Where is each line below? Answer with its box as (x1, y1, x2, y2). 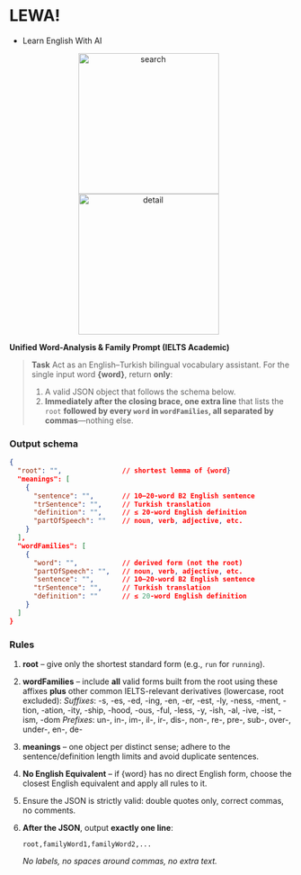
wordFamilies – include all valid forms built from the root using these (22, 676, 279, 687)
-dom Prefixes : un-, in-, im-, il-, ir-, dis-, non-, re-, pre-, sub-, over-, (40, 715, 292, 726)
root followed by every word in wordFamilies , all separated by (44, 405, 274, 416)
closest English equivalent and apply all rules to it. (22, 778, 208, 789)
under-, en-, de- (22, 724, 84, 735)
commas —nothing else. (44, 415, 134, 426)
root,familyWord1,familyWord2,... (22, 840, 152, 849)
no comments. (22, 805, 76, 816)
